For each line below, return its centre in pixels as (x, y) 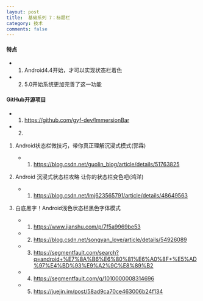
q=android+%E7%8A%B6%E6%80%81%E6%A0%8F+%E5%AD (115, 259)
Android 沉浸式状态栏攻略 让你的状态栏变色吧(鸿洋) (79, 177)
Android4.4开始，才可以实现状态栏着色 (73, 70)
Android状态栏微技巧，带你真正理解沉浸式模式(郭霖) (80, 145)
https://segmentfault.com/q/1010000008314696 (94, 278)
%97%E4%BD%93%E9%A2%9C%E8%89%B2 (93, 265)
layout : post (23, 12)
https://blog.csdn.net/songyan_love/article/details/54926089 (110, 239)
